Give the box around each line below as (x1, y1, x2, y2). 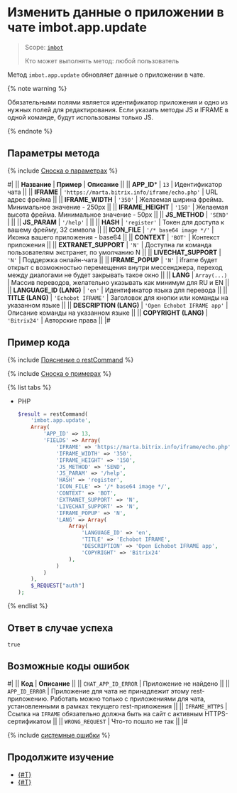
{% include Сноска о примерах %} (7, 369, 112, 377)
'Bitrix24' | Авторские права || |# (7, 315, 111, 324)
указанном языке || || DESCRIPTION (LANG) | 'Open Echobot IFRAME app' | (7, 301, 228, 309)
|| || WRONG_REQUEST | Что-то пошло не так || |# (53, 717, 188, 725)
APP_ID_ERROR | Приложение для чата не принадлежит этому (7, 686, 189, 695)
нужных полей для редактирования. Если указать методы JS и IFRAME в (7, 105, 228, 114)
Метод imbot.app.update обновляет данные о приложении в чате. (7, 70, 206, 79)
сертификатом (7, 717, 52, 725)
